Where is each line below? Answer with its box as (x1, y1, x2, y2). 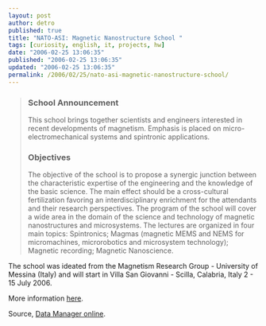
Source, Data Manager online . (8, 309, 106, 319)
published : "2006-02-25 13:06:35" (8, 56, 123, 64)
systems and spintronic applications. (90, 132, 210, 142)
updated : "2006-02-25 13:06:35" (8, 64, 115, 72)
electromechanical (27, 132, 89, 142)
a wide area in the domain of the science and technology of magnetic (27, 212, 256, 222)
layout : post (8, 11, 52, 20)
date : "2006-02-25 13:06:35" (8, 49, 105, 56)
